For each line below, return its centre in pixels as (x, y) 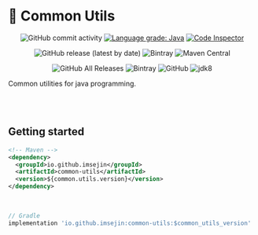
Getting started (46, 132)
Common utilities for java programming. (72, 83)
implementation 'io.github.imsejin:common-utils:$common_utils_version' (130, 223)
